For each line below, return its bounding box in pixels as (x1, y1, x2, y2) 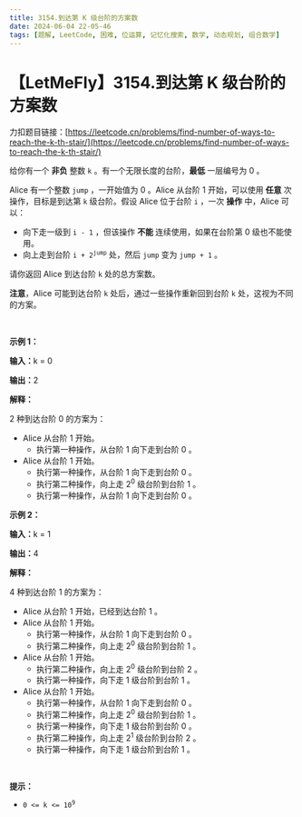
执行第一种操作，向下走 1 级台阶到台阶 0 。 (35, 720, 197, 732)
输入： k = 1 (9, 528, 52, 539)
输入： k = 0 (9, 355, 53, 366)
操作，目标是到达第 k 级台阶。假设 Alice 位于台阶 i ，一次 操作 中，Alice (9, 196, 279, 207)
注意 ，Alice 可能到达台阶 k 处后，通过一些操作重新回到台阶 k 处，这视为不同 (9, 288, 294, 299)
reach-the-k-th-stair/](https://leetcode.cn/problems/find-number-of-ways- (9, 137, 290, 148)
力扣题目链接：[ (9, 126, 69, 137)
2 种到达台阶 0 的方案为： (9, 413, 106, 424)
